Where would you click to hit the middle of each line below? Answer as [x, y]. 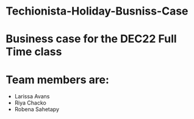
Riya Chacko [30, 103]
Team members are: [57, 80]
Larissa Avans [32, 97]
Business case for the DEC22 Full [92, 39]
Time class [34, 52]
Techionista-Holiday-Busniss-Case [97, 11]
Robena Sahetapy [37, 109]
